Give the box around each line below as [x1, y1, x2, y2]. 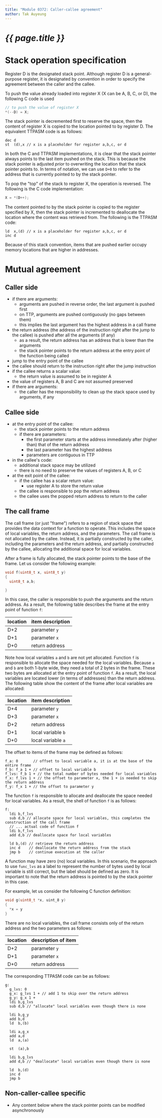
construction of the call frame [5, 820, 70, 825]
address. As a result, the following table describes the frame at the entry [5, 601, 149, 607]
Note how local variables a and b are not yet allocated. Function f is [5, 655, 139, 661]
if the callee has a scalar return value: [19, 478, 94, 484]
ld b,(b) [9, 1020, 29, 1026]
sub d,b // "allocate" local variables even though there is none [9, 1003, 146, 1009]
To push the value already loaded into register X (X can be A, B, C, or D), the [5, 90, 157, 96]
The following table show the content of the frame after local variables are [5, 681, 153, 686]
